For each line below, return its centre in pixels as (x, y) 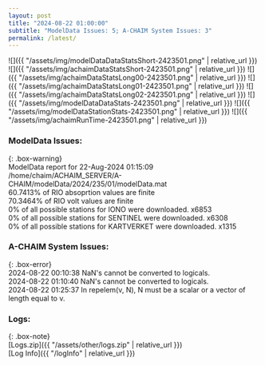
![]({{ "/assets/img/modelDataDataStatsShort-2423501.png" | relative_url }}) (133, 61)
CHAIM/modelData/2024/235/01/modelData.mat (88, 184)
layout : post (30, 16)
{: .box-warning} (35, 158)
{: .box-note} (29, 336)
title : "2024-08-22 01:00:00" (59, 23)
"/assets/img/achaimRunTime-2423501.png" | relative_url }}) (108, 120)
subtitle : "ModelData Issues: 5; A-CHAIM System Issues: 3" (111, 30)
